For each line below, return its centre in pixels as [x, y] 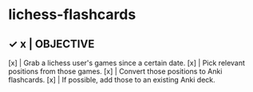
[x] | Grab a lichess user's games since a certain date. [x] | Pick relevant [127, 63]
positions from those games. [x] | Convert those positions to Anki [115, 71]
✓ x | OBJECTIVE [51, 44]
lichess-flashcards [72, 15]
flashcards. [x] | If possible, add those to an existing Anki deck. [112, 80]
